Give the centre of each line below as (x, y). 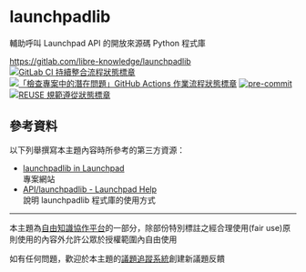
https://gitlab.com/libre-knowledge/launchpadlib (100, 61)
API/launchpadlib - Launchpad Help (90, 189)
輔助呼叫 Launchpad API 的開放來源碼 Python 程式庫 (108, 43)
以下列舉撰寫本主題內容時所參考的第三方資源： (97, 150)
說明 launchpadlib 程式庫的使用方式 (89, 200)
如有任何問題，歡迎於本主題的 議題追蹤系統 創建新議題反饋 (117, 258)
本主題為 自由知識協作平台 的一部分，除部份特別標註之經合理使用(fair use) (146, 227)
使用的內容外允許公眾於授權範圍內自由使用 (97, 239)
